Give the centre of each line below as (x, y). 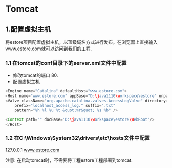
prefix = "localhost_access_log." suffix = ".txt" (65, 105)
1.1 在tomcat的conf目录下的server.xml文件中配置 (66, 63)
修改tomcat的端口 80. (35, 75)
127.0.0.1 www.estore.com (33, 150)
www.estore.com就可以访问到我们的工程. (49, 49)
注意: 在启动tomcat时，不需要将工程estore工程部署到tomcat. (69, 160)
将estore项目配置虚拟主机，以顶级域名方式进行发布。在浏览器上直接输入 (81, 42)
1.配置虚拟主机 (28, 29)
